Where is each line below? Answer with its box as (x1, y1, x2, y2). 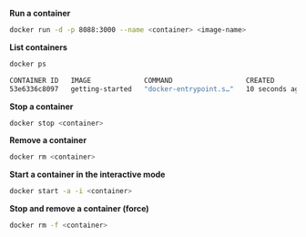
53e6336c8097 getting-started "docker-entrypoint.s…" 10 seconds (9, 84, 287, 94)
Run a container (9, 8, 71, 18)
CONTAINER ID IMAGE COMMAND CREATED (9, 76, 275, 85)
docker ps (9, 59, 47, 68)
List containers (9, 41, 68, 53)
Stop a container (9, 100, 74, 112)
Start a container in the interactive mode (9, 169, 166, 180)
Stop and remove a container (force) (9, 203, 149, 214)
